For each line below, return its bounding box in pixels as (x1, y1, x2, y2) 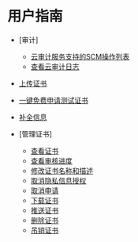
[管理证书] (18, 129, 53, 139)
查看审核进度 (30, 156, 73, 165)
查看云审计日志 (30, 61, 80, 71)
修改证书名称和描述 (30, 166, 94, 175)
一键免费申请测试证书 (18, 95, 88, 105)
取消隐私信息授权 (30, 175, 87, 185)
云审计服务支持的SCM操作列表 (30, 52, 130, 61)
